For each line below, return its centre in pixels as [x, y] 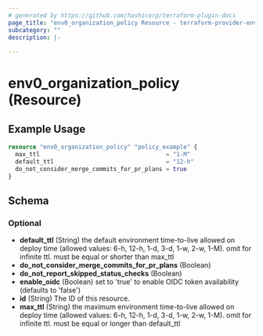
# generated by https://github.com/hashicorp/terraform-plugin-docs [122, 15]
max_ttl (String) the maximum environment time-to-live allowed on [127, 307]
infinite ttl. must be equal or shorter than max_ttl [97, 257]
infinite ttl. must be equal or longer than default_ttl [100, 323]
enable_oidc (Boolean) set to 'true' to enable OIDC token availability [129, 282]
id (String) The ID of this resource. [75, 298]
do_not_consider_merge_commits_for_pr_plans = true [101, 169]
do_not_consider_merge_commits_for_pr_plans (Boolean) [115, 265]
